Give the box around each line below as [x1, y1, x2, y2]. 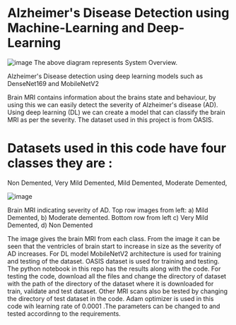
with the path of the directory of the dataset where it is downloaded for [7, 279, 214, 288]
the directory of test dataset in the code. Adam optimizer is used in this [7, 294, 214, 302]
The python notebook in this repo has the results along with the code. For [7, 264, 221, 273]
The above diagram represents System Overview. [34, 58, 178, 66]
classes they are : [7, 155, 113, 171]
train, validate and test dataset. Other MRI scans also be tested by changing [7, 287, 228, 295]
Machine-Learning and [7, 20, 145, 36]
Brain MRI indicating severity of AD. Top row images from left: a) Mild [7, 206, 208, 214]
